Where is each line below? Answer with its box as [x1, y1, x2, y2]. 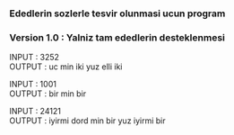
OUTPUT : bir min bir [9, 88, 87, 99]
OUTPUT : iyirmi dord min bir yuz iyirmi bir [9, 115, 166, 126]
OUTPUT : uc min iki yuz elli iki [9, 61, 123, 72]
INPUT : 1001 [9, 79, 56, 90]
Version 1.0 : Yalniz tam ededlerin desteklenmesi [9, 31, 226, 43]
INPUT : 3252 [9, 52, 60, 63]
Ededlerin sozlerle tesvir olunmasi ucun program [9, 7, 226, 20]
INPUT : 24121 [9, 106, 61, 117]
